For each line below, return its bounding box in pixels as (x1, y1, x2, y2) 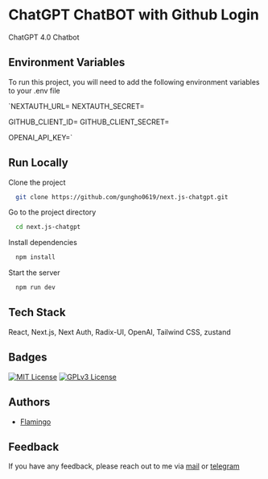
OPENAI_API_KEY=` (8, 132, 73, 142)
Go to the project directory (8, 207, 97, 217)
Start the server (8, 268, 60, 277)
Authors (8, 395, 51, 409)
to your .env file (8, 85, 60, 95)
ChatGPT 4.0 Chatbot (8, 32, 80, 42)
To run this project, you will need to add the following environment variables (8, 77, 260, 86)
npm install (15, 253, 56, 261)
